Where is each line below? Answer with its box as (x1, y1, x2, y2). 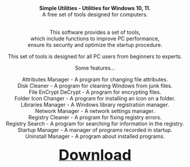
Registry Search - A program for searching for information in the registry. (6, 120, 184, 127)
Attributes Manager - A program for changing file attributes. (21, 76, 169, 83)
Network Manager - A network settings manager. (34, 108, 156, 114)
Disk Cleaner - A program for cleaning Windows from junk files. (17, 82, 173, 89)
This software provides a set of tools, (49, 29, 141, 36)
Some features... (74, 64, 116, 71)
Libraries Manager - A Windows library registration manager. (21, 101, 169, 108)
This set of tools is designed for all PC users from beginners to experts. (8, 53, 182, 60)
